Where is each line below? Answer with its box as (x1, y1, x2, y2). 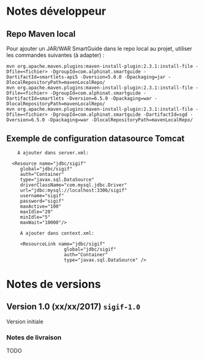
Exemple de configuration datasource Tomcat (6, 134, 185, 144)
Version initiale (6, 317, 44, 325)
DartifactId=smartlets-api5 (6, 74, 78, 80)
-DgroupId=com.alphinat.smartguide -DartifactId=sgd (50, 111, 188, 118)
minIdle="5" (20, 214, 51, 220)
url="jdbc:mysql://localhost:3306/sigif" (20, 187, 127, 194)
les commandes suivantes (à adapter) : (6, 51, 105, 59)
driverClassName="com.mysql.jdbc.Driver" (20, 182, 127, 188)
